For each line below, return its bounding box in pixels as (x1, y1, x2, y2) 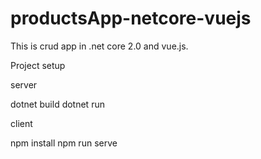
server (10, 78, 38, 91)
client (10, 117, 33, 129)
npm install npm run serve (10, 137, 118, 149)
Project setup (10, 59, 66, 71)
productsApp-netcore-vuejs (10, 7, 252, 30)
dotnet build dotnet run (10, 98, 105, 110)
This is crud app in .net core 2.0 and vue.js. (10, 40, 189, 52)
